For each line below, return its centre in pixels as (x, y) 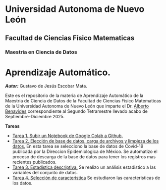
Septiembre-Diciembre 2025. (35, 117)
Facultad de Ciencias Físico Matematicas (70, 38)
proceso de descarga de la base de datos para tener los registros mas (84, 157)
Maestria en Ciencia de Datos (41, 52)
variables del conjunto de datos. (45, 173)
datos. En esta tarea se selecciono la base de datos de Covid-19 (78, 146)
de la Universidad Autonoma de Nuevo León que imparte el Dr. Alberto (77, 106)
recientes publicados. (34, 162)
